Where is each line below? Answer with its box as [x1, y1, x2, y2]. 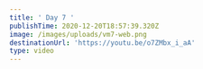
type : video [9, 47, 54, 56]
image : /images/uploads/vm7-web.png [9, 30, 147, 39]
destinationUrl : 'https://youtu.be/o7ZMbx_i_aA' [9, 38, 196, 47]
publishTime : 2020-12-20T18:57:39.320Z [9, 22, 160, 30]
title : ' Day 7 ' [9, 13, 75, 22]
